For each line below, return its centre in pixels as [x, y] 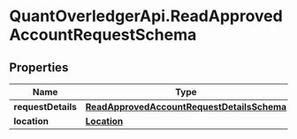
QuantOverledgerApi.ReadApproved [146, 16]
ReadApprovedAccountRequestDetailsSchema [186, 107]
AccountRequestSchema [103, 35]
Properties [39, 67]
